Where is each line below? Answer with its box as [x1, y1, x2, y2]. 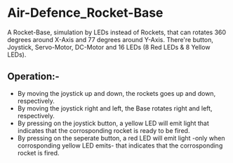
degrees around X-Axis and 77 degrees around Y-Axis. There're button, [7, 35, 214, 43]
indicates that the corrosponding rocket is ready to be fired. [17, 126, 190, 134]
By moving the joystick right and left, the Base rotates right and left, [17, 104, 213, 113]
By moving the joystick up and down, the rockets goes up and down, [17, 89, 216, 97]
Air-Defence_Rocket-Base [7, 5, 164, 21]
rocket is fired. [17, 148, 60, 157]
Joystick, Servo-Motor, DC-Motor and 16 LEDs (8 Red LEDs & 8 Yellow [7, 43, 211, 51]
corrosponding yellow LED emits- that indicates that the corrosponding [17, 141, 223, 150]
